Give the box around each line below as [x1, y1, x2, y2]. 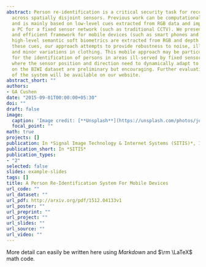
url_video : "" [6, 231, 43, 238]
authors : [6, 83, 29, 90]
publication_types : [6, 152, 56, 158]
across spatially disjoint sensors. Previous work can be [12, 15, 164, 21]
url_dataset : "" [6, 192, 48, 198]
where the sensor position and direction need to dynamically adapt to [12, 60, 199, 66]
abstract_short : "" [6, 77, 56, 83]
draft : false [6, 106, 40, 112]
